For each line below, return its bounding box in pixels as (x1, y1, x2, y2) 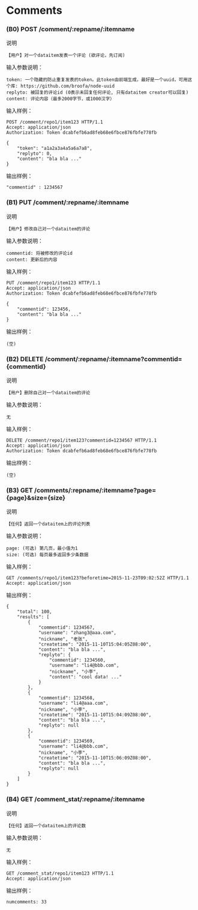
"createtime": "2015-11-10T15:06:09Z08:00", (38, 755, 152, 761)
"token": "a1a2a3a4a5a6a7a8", (17, 145, 93, 152)
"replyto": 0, (17, 151, 52, 157)
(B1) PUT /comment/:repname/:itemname (6, 199, 129, 207)
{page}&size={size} (6, 494, 66, 501)
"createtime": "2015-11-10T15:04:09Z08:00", (38, 712, 152, 718)
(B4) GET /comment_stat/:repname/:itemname (6, 795, 145, 804)
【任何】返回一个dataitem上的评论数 (6, 822, 86, 828)
